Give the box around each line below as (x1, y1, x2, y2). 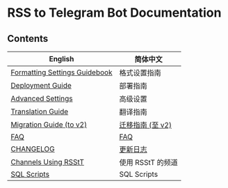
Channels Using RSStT (10, 157, 85, 166)
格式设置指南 (119, 68, 161, 77)
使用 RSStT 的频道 (119, 158, 179, 167)
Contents (7, 33, 49, 45)
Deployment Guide (10, 81, 72, 90)
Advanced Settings (10, 94, 73, 103)
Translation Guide (10, 107, 69, 116)
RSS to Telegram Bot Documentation (7, 5, 222, 21)
